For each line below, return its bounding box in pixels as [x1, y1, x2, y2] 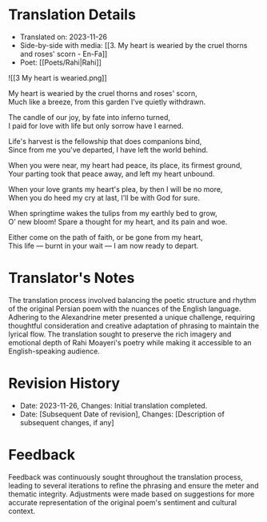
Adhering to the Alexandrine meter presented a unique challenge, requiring [8, 312, 256, 321]
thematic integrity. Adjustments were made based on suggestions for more [8, 489, 255, 499]
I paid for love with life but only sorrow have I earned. [8, 121, 184, 130]
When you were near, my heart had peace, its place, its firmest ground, [8, 160, 242, 169]
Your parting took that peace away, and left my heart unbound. [8, 169, 215, 178]
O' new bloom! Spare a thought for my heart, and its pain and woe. [8, 217, 228, 226]
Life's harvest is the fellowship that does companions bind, [8, 136, 202, 145]
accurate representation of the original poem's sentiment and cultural [8, 497, 237, 507]
